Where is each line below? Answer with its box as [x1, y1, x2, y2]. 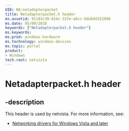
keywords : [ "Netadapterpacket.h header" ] [5, 26, 91, 30]
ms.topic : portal [5, 44, 41, 49]
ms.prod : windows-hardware [5, 35, 60, 40]
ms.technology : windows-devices [5, 39, 71, 44]
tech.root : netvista [5, 57, 48, 62]
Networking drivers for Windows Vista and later [12, 121, 108, 127]
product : [5, 48, 23, 53]
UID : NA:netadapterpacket [5, 7, 58, 12]
